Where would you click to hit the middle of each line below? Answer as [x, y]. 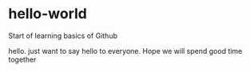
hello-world [48, 14]
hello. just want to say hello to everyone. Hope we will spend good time [125, 51]
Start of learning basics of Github [63, 36]
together [22, 59]
